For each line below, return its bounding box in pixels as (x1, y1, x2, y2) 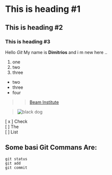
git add (5, 161, 21, 166)
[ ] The (5, 123, 19, 129)
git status (5, 156, 28, 162)
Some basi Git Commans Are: (5, 143, 97, 152)
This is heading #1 (5, 3, 80, 15)
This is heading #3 (5, 38, 50, 45)
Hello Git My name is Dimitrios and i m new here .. (5, 49, 108, 55)
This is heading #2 (5, 23, 63, 32)
